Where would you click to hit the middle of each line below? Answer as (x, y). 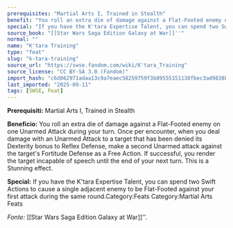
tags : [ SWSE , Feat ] (35, 91)
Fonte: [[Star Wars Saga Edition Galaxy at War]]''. (77, 217)
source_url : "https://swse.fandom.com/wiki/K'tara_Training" (97, 65)
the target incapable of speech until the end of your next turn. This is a (108, 161)
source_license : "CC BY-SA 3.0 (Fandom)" (68, 71)
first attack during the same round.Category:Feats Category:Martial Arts (110, 196)
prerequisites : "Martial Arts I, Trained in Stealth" (87, 14)
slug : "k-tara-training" (43, 59)
